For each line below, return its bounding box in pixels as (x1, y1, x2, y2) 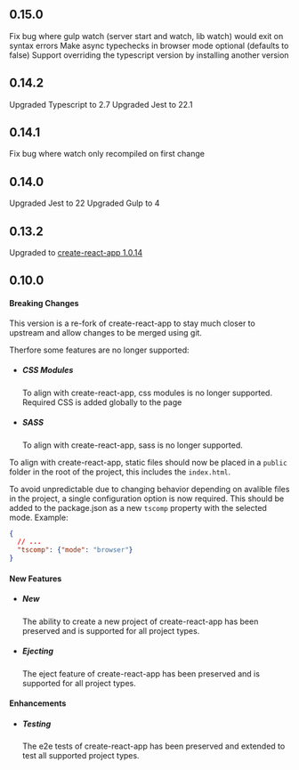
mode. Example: (9, 512, 69, 523)
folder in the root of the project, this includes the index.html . (9, 466, 231, 477)
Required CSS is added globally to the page (21, 396, 182, 408)
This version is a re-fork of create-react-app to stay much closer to (9, 318, 255, 328)
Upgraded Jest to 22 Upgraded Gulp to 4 (9, 198, 160, 208)
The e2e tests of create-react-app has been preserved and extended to (21, 741, 286, 751)
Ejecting (21, 645, 54, 657)
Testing (21, 718, 52, 729)
